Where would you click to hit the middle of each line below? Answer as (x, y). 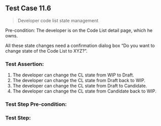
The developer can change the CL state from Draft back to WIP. (79, 80)
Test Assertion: (25, 64)
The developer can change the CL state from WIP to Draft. (73, 75)
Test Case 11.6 (28, 8)
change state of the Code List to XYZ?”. (46, 51)
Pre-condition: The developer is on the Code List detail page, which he (79, 30)
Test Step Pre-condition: (36, 104)
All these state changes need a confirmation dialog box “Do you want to (80, 46)
